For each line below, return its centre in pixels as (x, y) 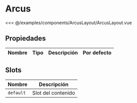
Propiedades (26, 38)
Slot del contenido (54, 92)
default (17, 93)
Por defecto (97, 52)
